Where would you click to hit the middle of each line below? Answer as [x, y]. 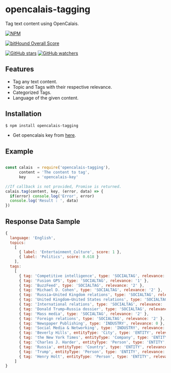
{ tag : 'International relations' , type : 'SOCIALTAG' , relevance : [91, 305]
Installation [23, 114]
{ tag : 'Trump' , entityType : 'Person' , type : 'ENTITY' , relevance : [92, 352]
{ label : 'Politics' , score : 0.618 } [59, 257]
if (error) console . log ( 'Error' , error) [52, 196]
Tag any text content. [35, 81]
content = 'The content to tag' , [54, 172]
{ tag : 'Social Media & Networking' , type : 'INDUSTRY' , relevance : [92, 328]
